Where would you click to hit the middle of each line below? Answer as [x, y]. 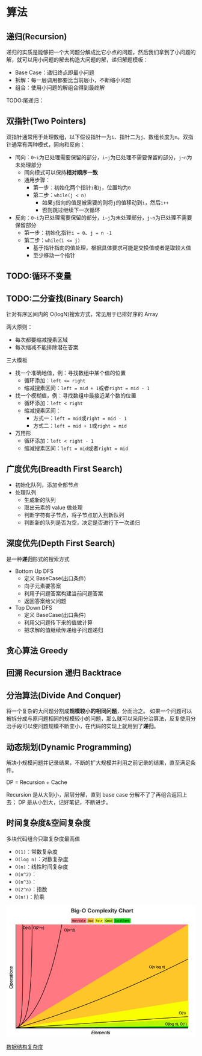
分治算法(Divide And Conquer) [64, 695]
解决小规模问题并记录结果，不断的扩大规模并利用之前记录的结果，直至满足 [98, 763]
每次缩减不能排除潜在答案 [47, 347]
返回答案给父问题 [45, 601]
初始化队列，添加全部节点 [47, 485]
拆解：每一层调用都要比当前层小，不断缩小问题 [73, 80]
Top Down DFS [33, 607]
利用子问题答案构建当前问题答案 [63, 593]
